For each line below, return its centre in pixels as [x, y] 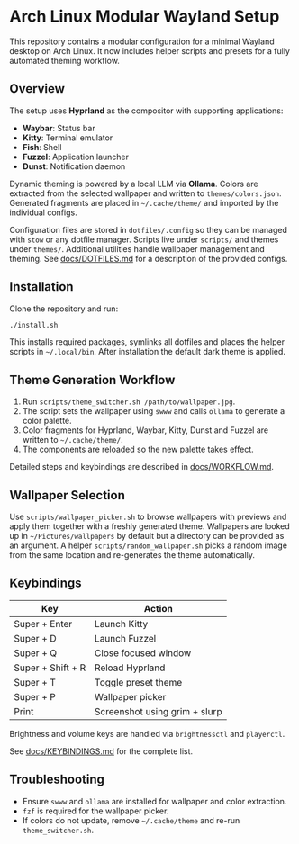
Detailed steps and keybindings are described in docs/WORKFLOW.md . [142, 467]
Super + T [35, 682]
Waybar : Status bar [59, 128]
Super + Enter [43, 624]
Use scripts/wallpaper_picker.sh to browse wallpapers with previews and [148, 517]
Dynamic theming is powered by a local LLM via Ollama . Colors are [134, 184]
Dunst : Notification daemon [74, 166]
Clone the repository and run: [64, 309]
